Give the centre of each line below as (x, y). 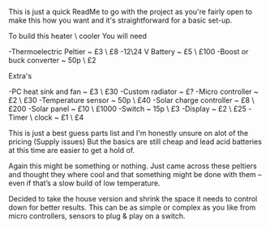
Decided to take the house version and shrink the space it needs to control (133, 199)
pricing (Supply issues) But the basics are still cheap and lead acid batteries (135, 142)
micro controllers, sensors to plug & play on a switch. (97, 216)
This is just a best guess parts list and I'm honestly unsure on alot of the (129, 133)
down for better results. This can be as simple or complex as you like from (132, 207)
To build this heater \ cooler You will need (78, 36)
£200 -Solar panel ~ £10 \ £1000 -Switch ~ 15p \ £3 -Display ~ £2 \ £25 (128, 109)
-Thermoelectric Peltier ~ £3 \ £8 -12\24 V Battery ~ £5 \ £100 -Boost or (129, 51)
